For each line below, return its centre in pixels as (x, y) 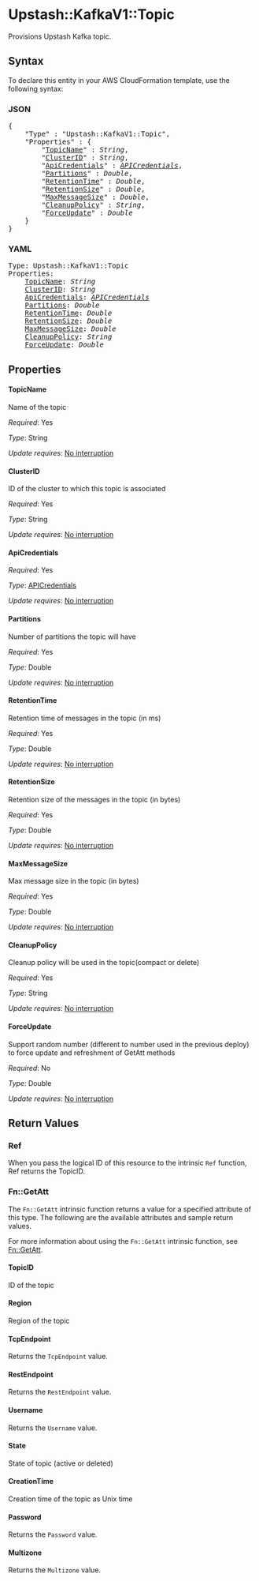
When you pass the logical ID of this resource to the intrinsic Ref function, (128, 1163)
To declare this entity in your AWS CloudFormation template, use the (119, 80)
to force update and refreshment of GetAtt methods (92, 1053)
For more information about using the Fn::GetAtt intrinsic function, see (123, 1241)
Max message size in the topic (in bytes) (74, 881)
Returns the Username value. (53, 1428)
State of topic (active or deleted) (61, 1463)
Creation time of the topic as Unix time (70, 1499)
